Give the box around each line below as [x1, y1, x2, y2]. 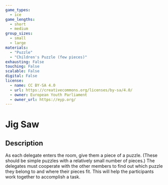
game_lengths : [5, 17, 36, 22]
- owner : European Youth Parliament [10, 92, 87, 97]
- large [10, 41, 26, 46]
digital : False [5, 73, 38, 79]
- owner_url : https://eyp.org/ [10, 97, 76, 102]
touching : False [5, 64, 40, 69]
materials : [5, 45, 28, 50]
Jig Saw [5, 119, 40, 130]
